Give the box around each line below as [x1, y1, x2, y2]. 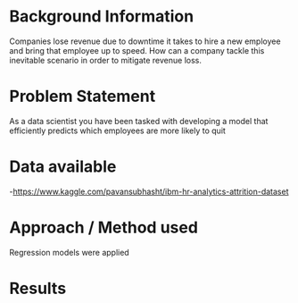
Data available [9, 156, 117, 177]
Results [9, 278, 67, 299]
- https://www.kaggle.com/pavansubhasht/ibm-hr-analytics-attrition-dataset [9, 186, 289, 197]
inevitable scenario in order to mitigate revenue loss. [9, 55, 203, 65]
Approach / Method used [9, 217, 199, 238]
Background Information [9, 6, 195, 27]
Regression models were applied [9, 247, 129, 257]
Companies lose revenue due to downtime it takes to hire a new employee [9, 36, 281, 46]
